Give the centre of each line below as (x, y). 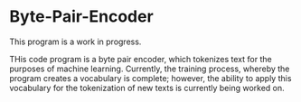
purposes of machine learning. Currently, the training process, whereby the (150, 69)
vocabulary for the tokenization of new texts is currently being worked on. (147, 88)
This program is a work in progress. (75, 42)
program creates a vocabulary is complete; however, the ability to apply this (150, 78)
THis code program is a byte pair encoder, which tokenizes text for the (141, 59)
